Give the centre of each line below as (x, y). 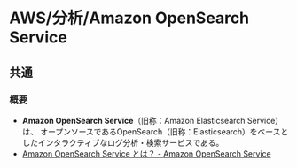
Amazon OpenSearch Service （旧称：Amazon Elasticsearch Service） (152, 120)
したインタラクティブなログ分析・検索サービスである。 (123, 142)
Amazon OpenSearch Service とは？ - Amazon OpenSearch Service (147, 153)
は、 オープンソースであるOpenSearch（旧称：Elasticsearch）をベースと (155, 131)
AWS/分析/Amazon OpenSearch (129, 18)
